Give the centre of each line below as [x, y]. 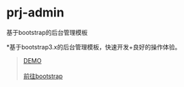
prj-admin [35, 13]
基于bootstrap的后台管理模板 [47, 32]
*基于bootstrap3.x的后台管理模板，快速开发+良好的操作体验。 [94, 47]
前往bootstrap [43, 76]
